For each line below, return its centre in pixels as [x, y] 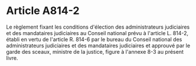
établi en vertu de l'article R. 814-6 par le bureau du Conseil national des [94, 39]
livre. [12, 58]
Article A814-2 [43, 11]
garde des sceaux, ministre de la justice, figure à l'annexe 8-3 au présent [95, 51]
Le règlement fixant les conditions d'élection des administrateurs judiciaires [98, 27]
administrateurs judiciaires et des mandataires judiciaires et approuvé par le [98, 46]
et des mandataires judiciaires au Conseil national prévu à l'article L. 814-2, [97, 33]
